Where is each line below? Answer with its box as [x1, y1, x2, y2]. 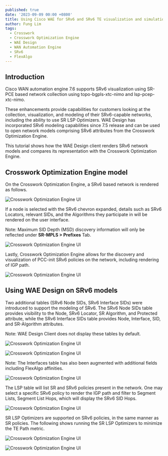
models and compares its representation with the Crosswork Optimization [5, 148, 157, 154]
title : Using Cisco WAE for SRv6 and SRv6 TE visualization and [5, 17, 142, 22]
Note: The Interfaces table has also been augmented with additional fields [5, 360, 157, 366]
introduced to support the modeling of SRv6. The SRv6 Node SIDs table [5, 305, 152, 311]
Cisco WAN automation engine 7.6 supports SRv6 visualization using [5, 86, 146, 92]
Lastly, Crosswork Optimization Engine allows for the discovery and [5, 252, 144, 257]
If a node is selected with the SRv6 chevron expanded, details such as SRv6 [5, 206, 162, 212]
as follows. [5, 187, 27, 192]
